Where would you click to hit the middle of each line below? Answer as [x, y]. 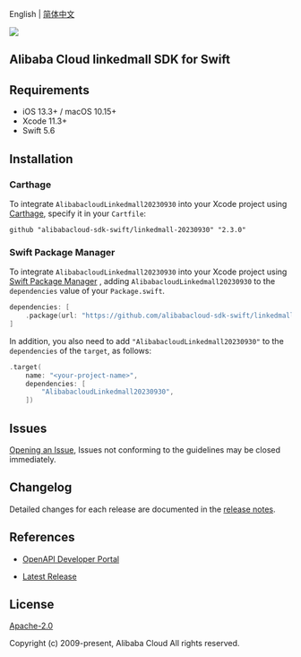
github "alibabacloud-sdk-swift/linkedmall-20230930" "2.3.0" [128, 229]
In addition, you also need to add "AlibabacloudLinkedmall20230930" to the [146, 341]
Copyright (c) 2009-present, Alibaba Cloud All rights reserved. [125, 644]
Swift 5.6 [39, 131]
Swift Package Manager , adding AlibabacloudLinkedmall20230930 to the [142, 281]
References [42, 537]
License [32, 605]
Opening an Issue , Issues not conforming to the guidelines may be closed [145, 450]
